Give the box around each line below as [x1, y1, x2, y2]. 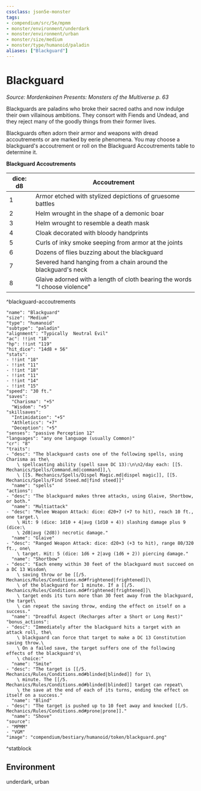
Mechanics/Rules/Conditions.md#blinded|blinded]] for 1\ [6, 671, 151, 677]
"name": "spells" [11, 482, 55, 488]
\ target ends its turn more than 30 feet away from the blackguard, [17, 593, 194, 599]
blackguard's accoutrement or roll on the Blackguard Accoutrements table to [6, 142, 195, 149]
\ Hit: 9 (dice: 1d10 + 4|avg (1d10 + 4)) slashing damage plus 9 [17, 519, 186, 525]
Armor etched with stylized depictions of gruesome [35, 192, 180, 200]
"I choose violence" [35, 282, 91, 291]
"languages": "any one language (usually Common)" [6, 435, 135, 441]
